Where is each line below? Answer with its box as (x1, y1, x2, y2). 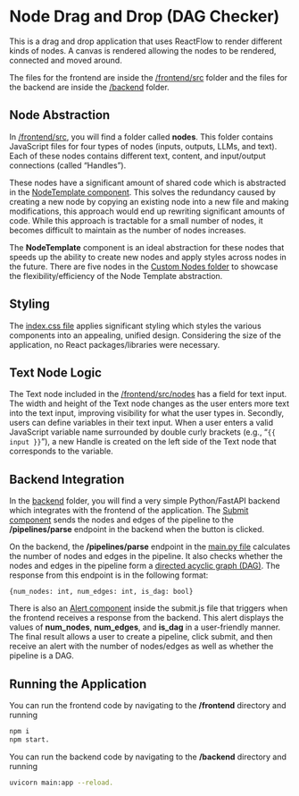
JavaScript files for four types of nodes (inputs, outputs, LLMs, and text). (9, 140, 278, 151)
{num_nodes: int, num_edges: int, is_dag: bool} (9, 588, 194, 597)
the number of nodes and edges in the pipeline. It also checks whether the (9, 551, 283, 562)
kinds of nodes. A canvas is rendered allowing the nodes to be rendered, (9, 45, 277, 55)
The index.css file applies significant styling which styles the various (9, 320, 262, 331)
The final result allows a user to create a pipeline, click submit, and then (9, 631, 273, 642)
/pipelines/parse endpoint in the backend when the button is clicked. (9, 524, 265, 535)
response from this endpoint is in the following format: (9, 570, 209, 580)
